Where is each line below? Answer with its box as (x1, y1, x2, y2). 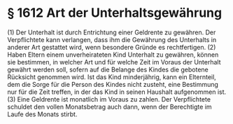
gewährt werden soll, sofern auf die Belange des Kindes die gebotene (7, 65, 209, 74)
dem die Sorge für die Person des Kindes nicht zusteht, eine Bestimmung (7, 80, 219, 88)
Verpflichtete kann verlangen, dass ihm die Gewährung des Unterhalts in (7, 35, 217, 43)
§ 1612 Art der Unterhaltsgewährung (7, 5, 223, 21)
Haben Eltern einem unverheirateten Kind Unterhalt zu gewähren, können (7, 50, 219, 59)
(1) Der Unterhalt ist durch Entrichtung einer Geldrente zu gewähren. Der (7, 28, 216, 36)
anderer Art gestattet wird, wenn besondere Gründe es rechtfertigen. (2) (7, 43, 216, 51)
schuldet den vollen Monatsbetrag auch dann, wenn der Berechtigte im (7, 102, 212, 111)
